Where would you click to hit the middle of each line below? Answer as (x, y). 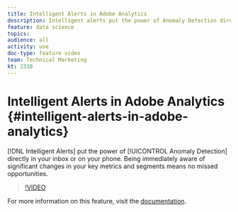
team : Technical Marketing (47, 60)
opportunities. (28, 173)
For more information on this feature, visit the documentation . (97, 201)
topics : (19, 34)
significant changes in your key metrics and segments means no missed (113, 166)
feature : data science (41, 27)
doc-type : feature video (44, 54)
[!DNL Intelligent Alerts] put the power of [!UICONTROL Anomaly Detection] (118, 151)
